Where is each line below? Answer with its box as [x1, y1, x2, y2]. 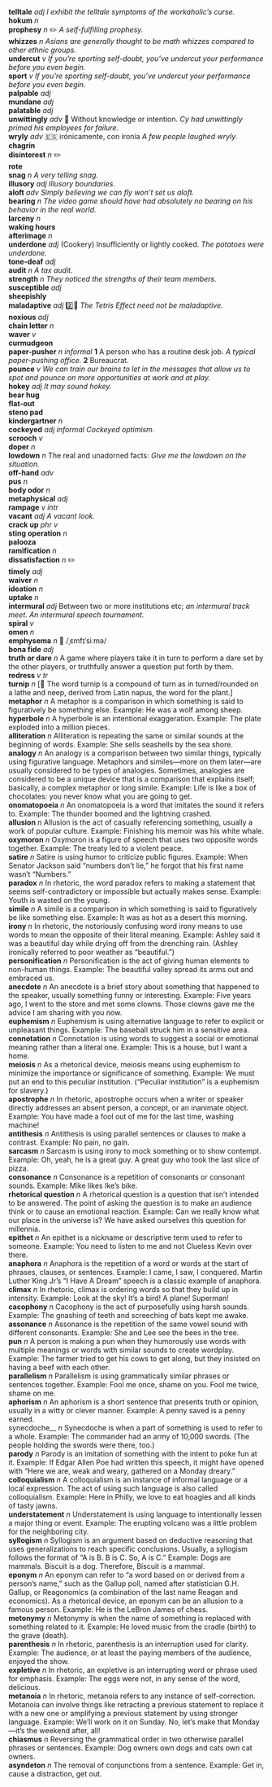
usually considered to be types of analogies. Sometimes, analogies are [8, 765, 245, 775]
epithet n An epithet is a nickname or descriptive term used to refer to [8, 1233, 243, 1242]
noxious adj [8, 313, 49, 322]
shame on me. [8, 1388, 56, 1398]
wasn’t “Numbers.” [8, 869, 71, 878]
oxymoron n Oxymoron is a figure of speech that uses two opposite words [8, 834, 258, 844]
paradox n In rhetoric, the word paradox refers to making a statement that [8, 878, 256, 887]
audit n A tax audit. [8, 265, 73, 275]
